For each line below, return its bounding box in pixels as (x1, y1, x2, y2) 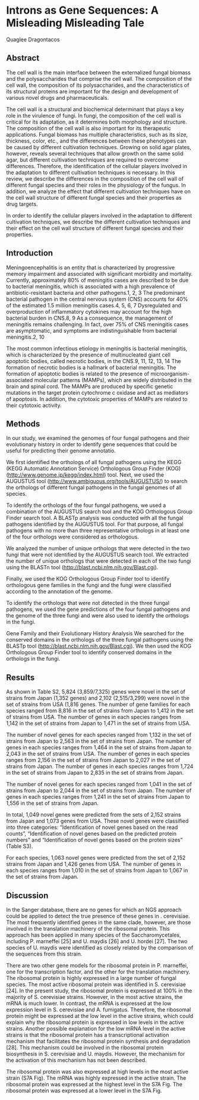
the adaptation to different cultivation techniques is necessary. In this (6, 169, 175, 176)
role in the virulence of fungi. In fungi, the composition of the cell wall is (6, 112, 182, 119)
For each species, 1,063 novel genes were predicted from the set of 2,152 (6, 854, 186, 862)
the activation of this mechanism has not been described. (6, 1057, 147, 1064)
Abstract (6, 53, 40, 63)
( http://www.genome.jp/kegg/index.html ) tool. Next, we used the (6, 471, 165, 478)
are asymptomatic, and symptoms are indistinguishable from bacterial (6, 327, 177, 334)
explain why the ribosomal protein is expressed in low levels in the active (6, 1019, 184, 1026)
